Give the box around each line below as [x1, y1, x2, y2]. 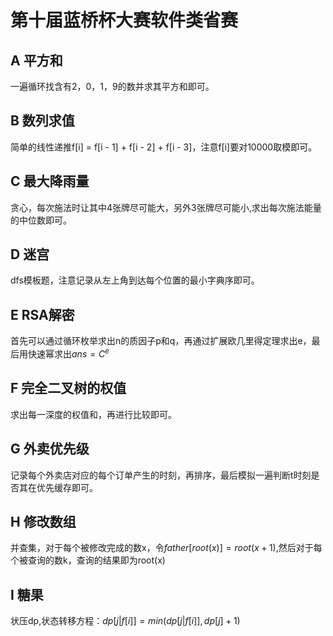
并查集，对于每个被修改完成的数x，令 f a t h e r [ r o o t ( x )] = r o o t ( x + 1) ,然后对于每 [10, 542, 323, 554]
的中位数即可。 [10, 214, 72, 226]
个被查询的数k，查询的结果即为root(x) [10, 554, 166, 566]
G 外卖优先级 [10, 441, 90, 458]
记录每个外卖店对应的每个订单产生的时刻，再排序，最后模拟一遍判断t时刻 [10, 469, 312, 481]
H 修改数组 [10, 513, 77, 530]
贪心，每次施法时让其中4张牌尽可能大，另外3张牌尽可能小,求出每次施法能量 [10, 201, 322, 213]
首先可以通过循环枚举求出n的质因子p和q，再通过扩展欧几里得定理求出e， [10, 335, 312, 347]
